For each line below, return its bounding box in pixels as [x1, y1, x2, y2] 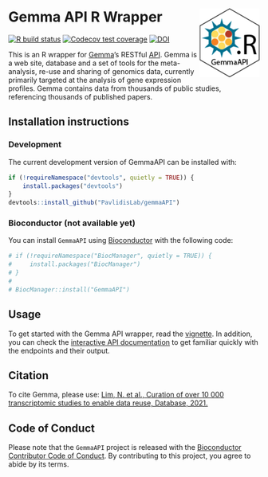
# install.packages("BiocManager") [8, 260, 141, 268]
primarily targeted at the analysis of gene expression [8, 75, 182, 84]
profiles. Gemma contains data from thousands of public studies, [8, 84, 222, 93]
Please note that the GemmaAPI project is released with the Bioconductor [8, 443, 242, 452]
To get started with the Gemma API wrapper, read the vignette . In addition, [8, 329, 253, 338]
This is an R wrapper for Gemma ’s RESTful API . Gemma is [8, 49, 198, 59]
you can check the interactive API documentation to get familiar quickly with [8, 337, 259, 346]
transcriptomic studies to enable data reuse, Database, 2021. [8, 398, 209, 408]
